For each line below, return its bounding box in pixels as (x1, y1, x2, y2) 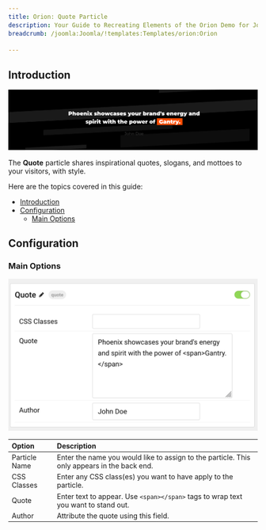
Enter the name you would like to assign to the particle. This (56, 452, 251, 463)
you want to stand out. (56, 500, 130, 509)
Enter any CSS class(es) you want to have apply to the (56, 472, 234, 482)
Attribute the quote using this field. (56, 511, 169, 520)
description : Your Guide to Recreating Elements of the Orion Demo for (8, 21, 249, 29)
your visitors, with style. (8, 166, 86, 176)
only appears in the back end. (56, 461, 154, 471)
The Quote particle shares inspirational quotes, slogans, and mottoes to (8, 158, 242, 167)
